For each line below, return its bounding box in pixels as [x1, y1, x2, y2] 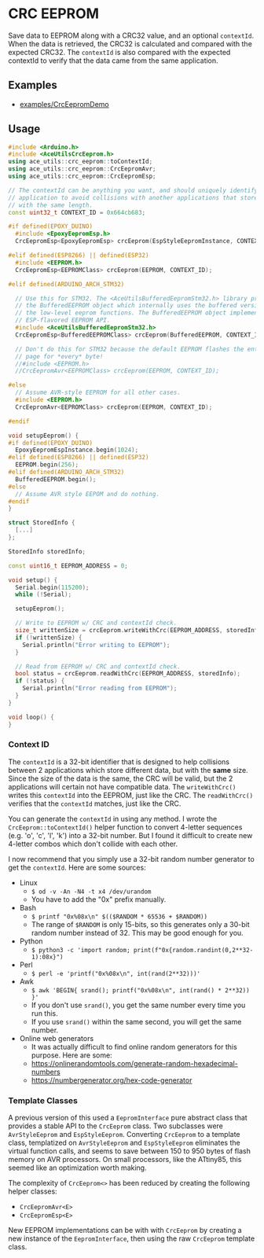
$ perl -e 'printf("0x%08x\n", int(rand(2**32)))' [31, 969, 201, 977]
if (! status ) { [15, 677, 65, 685]
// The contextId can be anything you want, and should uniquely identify [8, 186, 258, 194]
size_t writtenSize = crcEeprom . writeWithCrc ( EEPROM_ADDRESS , [15, 627, 223, 635]
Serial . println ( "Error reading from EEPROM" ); [22, 685, 178, 693]
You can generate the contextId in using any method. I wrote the [8, 814, 218, 823]
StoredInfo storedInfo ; [8, 547, 86, 555]
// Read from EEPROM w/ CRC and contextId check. [15, 662, 181, 671]
